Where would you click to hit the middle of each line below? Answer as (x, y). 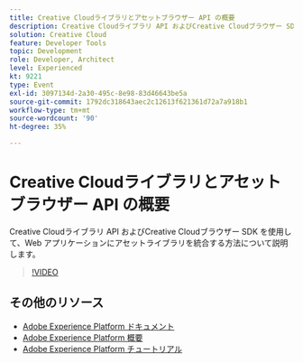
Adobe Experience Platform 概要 (83, 337)
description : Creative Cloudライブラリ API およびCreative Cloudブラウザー (146, 26)
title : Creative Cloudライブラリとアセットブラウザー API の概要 (122, 18)
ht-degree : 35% (38, 127)
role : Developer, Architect (62, 60)
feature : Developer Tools (58, 43)
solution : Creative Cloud (58, 34)
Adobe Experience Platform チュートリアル (102, 349)
